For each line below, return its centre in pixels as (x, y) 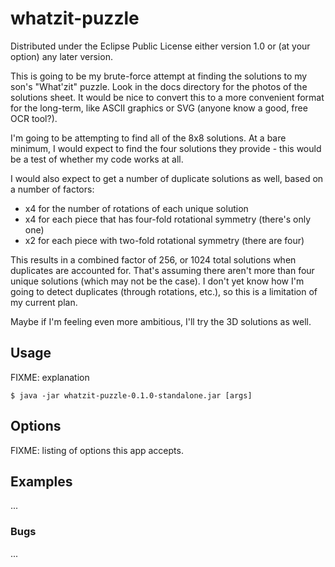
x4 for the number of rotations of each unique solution (136, 208)
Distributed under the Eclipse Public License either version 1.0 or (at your (160, 46)
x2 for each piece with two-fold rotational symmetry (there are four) (164, 240)
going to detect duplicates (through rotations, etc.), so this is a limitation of (164, 291)
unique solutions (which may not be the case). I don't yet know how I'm (157, 281)
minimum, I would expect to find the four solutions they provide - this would (166, 148)
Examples (41, 481)
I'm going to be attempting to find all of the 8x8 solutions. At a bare (148, 138)
